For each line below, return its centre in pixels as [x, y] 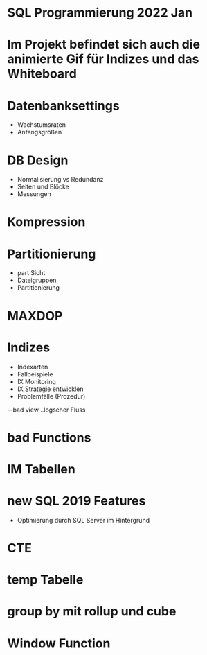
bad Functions [49, 437]
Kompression [46, 222]
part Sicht [31, 273]
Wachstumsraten [41, 125]
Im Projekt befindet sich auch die [104, 45]
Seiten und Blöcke [43, 187]
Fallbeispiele [35, 374]
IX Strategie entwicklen [50, 389]
